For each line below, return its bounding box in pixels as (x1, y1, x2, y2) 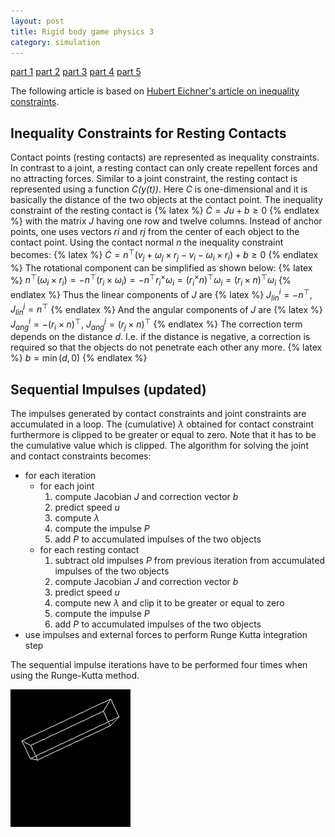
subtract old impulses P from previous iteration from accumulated (54, 555, 326, 567)
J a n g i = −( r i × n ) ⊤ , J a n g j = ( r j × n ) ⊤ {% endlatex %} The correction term (10, 316, 303, 332)
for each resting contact (39, 544, 140, 556)
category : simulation (10, 37, 101, 47)
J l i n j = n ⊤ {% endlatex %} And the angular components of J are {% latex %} (10, 301, 323, 317)
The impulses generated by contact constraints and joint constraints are (10, 408, 307, 420)
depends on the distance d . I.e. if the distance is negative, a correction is (10, 331, 311, 343)
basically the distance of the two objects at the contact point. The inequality (10, 194, 323, 206)
